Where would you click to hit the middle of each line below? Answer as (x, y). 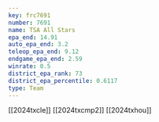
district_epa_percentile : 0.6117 (63, 81)
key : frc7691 (30, 15)
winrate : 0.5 (30, 66)
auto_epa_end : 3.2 (38, 45)
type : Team (26, 88)
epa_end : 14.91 (33, 37)
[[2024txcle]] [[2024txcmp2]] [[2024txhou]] (80, 110)
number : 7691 (30, 23)
